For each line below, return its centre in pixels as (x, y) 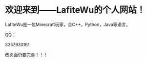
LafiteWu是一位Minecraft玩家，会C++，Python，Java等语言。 (68, 24)
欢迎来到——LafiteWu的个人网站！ (75, 10)
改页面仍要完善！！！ (26, 55)
